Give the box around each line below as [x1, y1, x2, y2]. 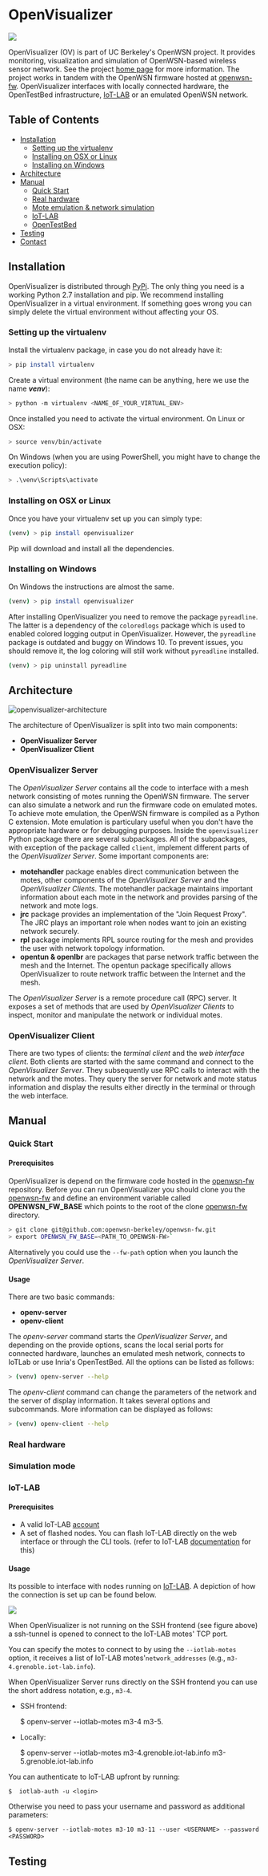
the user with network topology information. [19, 943, 166, 952]
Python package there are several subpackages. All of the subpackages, [8, 834, 248, 843]
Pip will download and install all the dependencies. [8, 543, 174, 553]
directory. [8, 1210, 40, 1220]
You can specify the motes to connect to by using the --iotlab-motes [8, 1645, 237, 1655]
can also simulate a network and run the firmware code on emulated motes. [8, 800, 258, 810]
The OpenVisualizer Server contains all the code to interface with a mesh [8, 782, 250, 792]
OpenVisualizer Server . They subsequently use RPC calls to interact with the [8, 1065, 260, 1074]
